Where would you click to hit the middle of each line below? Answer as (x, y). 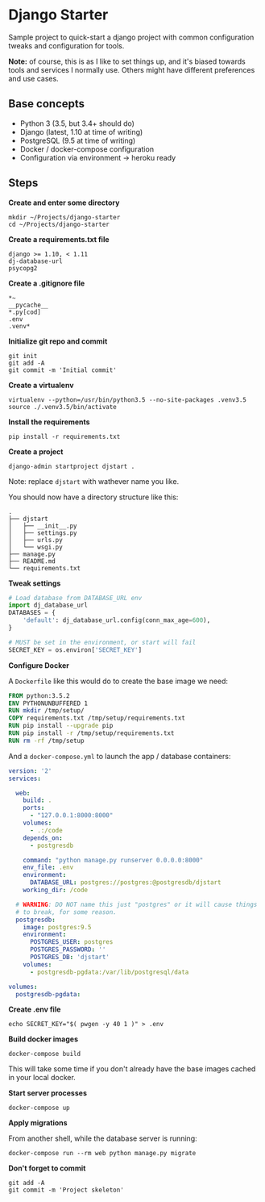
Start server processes (48, 1093)
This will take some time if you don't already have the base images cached (132, 1069)
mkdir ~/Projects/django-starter (64, 217)
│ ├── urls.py (35, 540)
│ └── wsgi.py (35, 547)
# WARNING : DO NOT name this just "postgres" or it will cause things (137, 904)
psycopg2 (23, 268)
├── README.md (32, 561)
